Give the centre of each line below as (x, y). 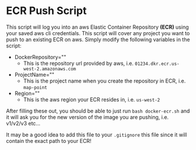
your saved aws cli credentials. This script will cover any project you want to (98, 33)
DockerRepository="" (40, 57)
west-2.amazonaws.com (49, 69)
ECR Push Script (46, 11)
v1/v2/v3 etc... (23, 123)
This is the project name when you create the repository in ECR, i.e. (104, 81)
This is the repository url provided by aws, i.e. (78, 63)
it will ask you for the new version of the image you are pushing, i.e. (87, 117)
